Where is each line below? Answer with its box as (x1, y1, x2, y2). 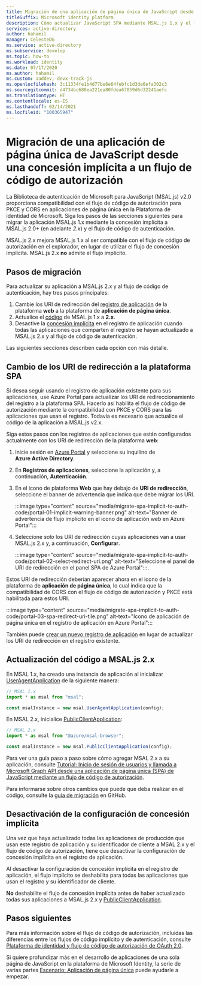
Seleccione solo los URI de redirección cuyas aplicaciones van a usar (14, 533, 186, 540)
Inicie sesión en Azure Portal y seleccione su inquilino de (14, 448, 156, 455)
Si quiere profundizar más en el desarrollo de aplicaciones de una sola (6, 954, 180, 961)
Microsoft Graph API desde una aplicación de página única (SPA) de (6, 768, 175, 774)
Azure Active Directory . (14, 454, 75, 462)
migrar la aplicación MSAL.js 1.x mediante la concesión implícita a (6, 218, 168, 226)
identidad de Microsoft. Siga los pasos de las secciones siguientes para (6, 212, 183, 220)
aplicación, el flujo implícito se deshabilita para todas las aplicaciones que (6, 871, 188, 879)
